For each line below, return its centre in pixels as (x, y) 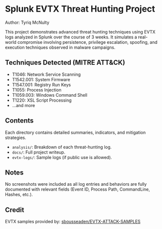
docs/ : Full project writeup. (39, 152)
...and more (24, 105)
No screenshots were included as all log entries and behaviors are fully (76, 184)
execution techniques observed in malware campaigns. (60, 47)
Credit (15, 210)
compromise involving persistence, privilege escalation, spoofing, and (87, 42)
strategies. (16, 138)
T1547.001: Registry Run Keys (41, 85)
